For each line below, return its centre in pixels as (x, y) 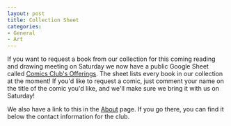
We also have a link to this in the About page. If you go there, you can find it (115, 109)
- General (22, 33)
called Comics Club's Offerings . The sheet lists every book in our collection (115, 74)
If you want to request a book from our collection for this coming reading (111, 59)
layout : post (26, 13)
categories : (24, 26)
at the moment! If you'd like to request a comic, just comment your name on (115, 81)
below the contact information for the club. (69, 117)
